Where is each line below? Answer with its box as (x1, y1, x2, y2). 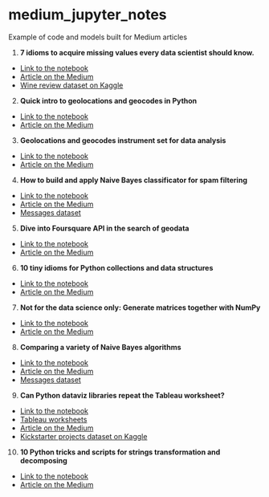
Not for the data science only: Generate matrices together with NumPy (19, 303, 261, 312)
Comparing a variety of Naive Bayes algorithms (19, 342, 182, 352)
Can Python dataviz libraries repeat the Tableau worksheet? (19, 390, 225, 400)
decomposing (19, 455, 68, 465)
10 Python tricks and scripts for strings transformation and (19, 447, 221, 457)
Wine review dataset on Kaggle (19, 80, 124, 90)
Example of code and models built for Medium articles (8, 32, 187, 42)
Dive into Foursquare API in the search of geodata (19, 223, 190, 233)
